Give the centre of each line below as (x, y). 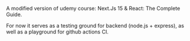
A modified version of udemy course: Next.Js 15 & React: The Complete (93, 8)
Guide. (14, 14)
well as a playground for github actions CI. (58, 32)
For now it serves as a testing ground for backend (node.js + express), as (95, 26)
